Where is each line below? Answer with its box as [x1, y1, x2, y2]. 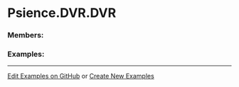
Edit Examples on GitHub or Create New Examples [7, 72, 154, 81]
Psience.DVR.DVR [7, 5, 117, 21]
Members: [7, 30, 44, 40]
